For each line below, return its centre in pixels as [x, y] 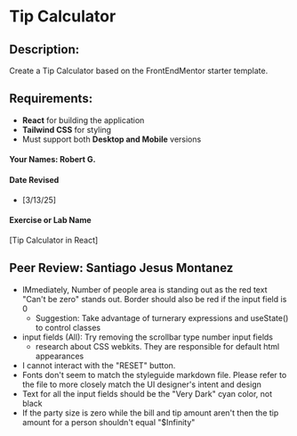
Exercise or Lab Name [50, 220]
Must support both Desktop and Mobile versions [112, 139]
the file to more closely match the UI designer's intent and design [142, 384]
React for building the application [83, 120]
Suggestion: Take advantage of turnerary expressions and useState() [162, 317]
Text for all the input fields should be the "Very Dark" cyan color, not [147, 393]
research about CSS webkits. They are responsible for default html [157, 346]
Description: [44, 49]
